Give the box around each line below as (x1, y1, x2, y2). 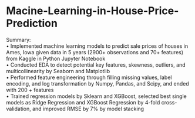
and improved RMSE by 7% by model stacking (32, 105, 144, 112)
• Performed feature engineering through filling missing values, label (6, 74, 172, 81)
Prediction (6, 17, 58, 30)
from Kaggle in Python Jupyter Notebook (6, 55, 106, 62)
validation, (6, 105, 31, 112)
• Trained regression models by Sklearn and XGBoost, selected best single (6, 93, 187, 100)
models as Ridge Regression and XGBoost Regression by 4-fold (6, 99, 160, 106)
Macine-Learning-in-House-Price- (6, 4, 179, 18)
